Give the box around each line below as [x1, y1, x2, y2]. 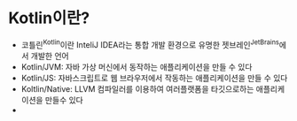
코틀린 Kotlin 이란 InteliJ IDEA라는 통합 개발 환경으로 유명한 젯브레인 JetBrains [20, 37, 280, 49]
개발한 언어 [30, 50, 69, 61]
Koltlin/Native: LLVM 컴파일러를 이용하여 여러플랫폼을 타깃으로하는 [20, 83, 254, 94]
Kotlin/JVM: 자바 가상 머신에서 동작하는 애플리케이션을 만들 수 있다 [20, 61, 253, 72]
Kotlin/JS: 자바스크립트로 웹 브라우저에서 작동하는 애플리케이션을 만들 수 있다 [20, 72, 288, 83]
